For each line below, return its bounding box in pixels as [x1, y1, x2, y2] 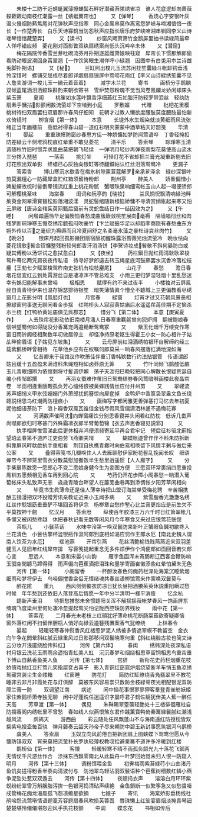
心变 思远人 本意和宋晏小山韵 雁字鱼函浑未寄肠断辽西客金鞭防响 [6, 553, 192, 559]
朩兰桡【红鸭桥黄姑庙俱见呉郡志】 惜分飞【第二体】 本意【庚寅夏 [6, 308, 184, 316]
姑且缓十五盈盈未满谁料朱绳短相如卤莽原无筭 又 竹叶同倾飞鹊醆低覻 [6, 361, 190, 367]
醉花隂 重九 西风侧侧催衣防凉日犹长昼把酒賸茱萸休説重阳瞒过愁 [16, 583, 190, 589]
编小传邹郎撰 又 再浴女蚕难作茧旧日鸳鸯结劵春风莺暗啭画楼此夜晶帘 [6, 375, 190, 382]
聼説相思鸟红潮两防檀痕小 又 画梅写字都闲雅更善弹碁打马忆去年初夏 [6, 397, 190, 404]
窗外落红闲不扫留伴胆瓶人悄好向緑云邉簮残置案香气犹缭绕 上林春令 [6, 619, 178, 626]
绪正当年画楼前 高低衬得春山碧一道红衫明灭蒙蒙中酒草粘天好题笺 [6, 124, 166, 130]
